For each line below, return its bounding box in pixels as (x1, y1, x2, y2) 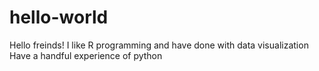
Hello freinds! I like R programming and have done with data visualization (9, 39, 309, 51)
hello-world (9, 6, 109, 29)
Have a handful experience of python (9, 49, 163, 61)
